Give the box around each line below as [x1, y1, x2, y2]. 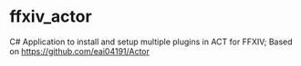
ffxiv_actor [9, 6, 93, 27]
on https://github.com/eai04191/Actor [9, 45, 150, 56]
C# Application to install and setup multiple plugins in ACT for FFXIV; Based [9, 36, 294, 47]
